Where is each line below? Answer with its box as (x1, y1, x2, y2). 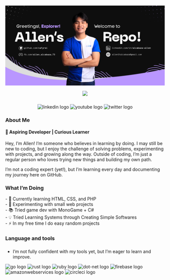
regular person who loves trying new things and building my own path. (5, 157, 152, 163)
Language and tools (5, 235, 55, 242)
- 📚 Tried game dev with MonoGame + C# (5, 207, 95, 213)
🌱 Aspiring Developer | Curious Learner (5, 129, 90, 135)
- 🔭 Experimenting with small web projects (5, 201, 94, 207)
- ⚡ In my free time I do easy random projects (5, 220, 100, 226)
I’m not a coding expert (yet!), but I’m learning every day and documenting (5, 166, 160, 172)
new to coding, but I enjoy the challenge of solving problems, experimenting (5, 146, 164, 152)
